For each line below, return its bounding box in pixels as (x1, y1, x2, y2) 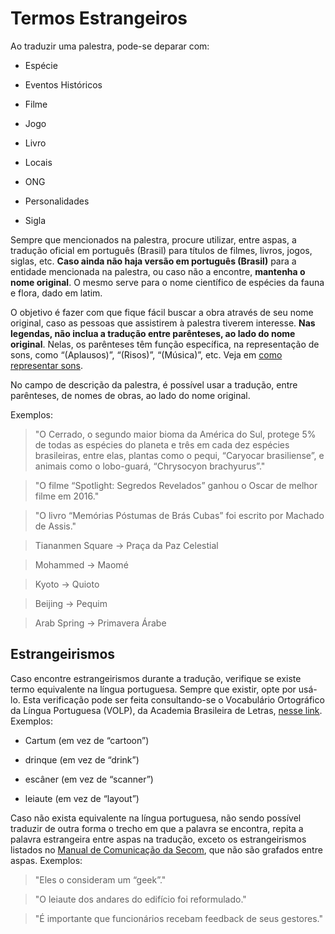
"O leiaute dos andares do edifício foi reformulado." (34, 893, 247, 905)
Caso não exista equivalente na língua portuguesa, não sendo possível (10, 812, 302, 824)
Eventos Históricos (24, 78, 103, 91)
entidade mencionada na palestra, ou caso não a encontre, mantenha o (10, 265, 306, 277)
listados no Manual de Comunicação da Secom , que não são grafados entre (10, 843, 323, 856)
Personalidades (24, 195, 90, 207)
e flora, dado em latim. (10, 287, 103, 299)
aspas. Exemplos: (10, 854, 83, 866)
